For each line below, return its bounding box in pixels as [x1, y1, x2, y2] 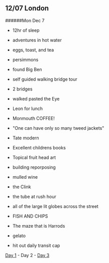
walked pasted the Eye [12, 95, 60, 101]
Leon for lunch [12, 106, 43, 112]
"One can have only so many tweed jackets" [12, 125, 104, 131]
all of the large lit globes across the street [12, 203, 99, 209]
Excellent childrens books [12, 144, 66, 150]
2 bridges [12, 86, 33, 92]
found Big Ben [12, 66, 42, 72]
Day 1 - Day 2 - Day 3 [5, 252, 50, 258]
